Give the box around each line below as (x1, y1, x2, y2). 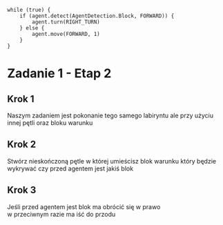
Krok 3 (7, 184, 37, 196)
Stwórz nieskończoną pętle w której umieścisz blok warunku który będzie (7, 157, 216, 165)
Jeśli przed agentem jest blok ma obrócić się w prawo (7, 202, 161, 211)
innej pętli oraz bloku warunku (7, 119, 93, 127)
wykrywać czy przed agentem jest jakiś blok (7, 164, 133, 173)
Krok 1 (7, 93, 35, 105)
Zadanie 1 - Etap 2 (7, 66, 112, 81)
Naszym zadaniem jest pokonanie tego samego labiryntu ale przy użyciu (7, 111, 214, 119)
